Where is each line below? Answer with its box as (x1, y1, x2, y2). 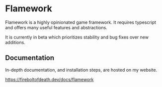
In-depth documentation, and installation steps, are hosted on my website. (5, 67, 158, 73)
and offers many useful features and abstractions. (5, 24, 108, 30)
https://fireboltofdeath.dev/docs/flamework (5, 76, 94, 82)
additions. (5, 39, 26, 45)
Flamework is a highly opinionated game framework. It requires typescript (5, 19, 157, 25)
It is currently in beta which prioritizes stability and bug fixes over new (5, 34, 149, 40)
